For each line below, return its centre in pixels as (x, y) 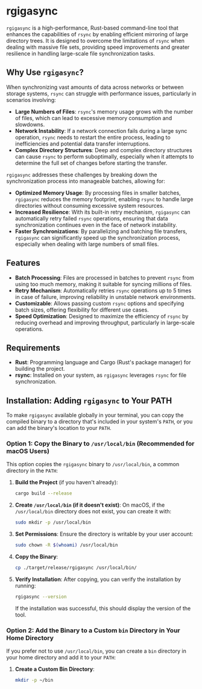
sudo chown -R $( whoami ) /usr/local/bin (66, 545)
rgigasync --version (41, 597)
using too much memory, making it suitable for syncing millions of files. (103, 284)
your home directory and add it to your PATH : (61, 658)
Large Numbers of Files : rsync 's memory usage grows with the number (104, 111)
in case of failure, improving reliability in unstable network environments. (105, 296)
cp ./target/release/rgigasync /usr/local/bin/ (76, 568)
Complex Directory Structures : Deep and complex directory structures (103, 150)
